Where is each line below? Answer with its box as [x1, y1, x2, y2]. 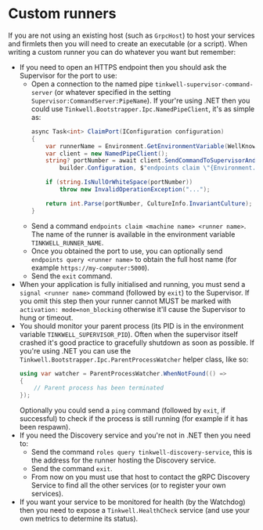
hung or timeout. [19, 313, 74, 322]
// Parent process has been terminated [34, 384, 164, 392]
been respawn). [19, 423, 70, 432]
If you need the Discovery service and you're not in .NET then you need [19, 430, 250, 440]
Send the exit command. [31, 271, 113, 281]
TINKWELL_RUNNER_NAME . [31, 238, 104, 247]
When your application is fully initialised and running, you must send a [19, 279, 246, 289]
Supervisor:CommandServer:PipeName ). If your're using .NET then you [31, 96, 250, 105]
